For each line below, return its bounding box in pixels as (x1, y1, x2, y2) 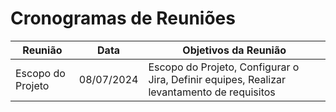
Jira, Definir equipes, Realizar (148, 72, 287, 86)
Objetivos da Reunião (182, 43, 287, 57)
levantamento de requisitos (148, 85, 276, 99)
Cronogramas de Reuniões (10, 7, 236, 30)
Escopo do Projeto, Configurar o (148, 60, 300, 74)
